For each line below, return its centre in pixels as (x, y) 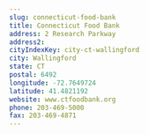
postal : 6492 (33, 75)
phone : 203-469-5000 (47, 108)
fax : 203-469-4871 (43, 115)
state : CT (27, 67)
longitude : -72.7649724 (53, 83)
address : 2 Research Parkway (63, 33)
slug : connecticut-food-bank (63, 17)
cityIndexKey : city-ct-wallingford (74, 50)
